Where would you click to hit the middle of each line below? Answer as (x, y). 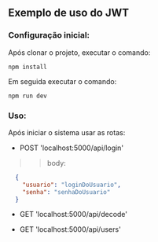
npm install (28, 67)
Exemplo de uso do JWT (69, 13)
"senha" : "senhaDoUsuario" (66, 192)
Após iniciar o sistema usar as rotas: (67, 132)
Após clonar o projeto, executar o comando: (79, 52)
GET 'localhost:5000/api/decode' (73, 214)
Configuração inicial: (49, 35)
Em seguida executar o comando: (62, 81)
